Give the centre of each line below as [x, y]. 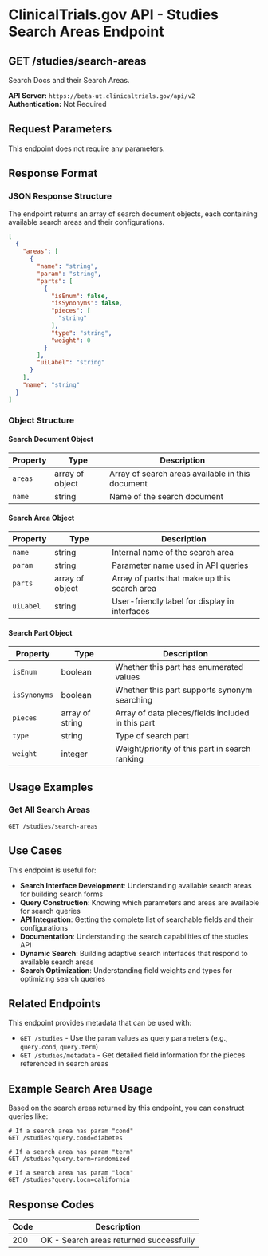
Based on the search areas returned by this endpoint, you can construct [126, 1108]
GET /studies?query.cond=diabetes [66, 1138]
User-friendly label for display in [173, 601]
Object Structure [41, 420]
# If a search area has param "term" [71, 1152]
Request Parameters [60, 129]
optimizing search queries [63, 978]
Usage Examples [51, 787]
